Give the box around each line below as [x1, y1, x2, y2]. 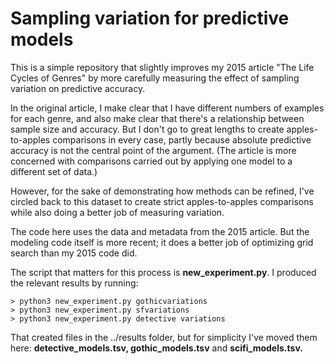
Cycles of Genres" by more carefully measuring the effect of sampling [10, 72, 300, 84]
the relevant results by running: [10, 277, 139, 289]
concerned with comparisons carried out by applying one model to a [10, 155, 293, 167]
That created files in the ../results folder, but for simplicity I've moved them [10, 331, 318, 343]
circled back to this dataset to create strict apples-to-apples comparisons [10, 195, 314, 207]
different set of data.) [10, 165, 98, 177]
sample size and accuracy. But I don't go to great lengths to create [10, 123, 285, 135]
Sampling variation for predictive [10, 7, 290, 30]
